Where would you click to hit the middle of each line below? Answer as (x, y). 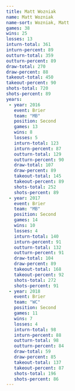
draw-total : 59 (32, 351)
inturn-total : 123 (36, 143)
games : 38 (18, 28)
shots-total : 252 (35, 187)
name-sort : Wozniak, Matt (37, 22)
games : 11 (26, 313)
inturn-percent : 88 (37, 335)
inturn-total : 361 (28, 45)
